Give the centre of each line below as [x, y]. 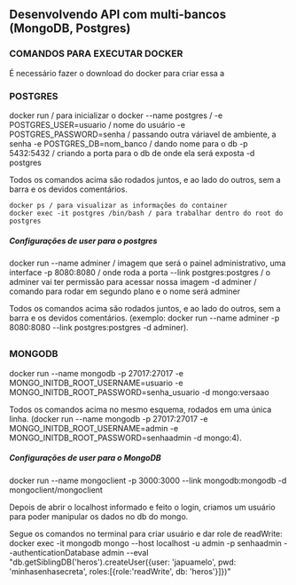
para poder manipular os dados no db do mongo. [99, 516]
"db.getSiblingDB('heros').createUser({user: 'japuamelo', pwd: [123, 562]
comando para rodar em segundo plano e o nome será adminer [125, 291]
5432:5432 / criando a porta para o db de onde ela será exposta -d [132, 153]
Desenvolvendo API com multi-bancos [118, 15]
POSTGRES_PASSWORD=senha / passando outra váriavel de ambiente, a [143, 134]
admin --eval [125, 552]
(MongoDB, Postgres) [70, 29]
